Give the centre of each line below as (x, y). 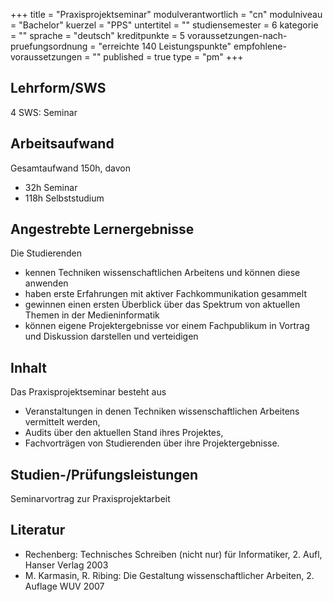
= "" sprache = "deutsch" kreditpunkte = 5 (98, 35)
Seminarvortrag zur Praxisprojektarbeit (90, 499)
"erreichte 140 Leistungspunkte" (165, 46)
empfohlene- (260, 46)
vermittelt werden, (62, 422)
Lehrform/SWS (58, 88)
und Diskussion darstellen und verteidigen (111, 336)
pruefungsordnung (49, 46)
